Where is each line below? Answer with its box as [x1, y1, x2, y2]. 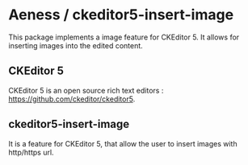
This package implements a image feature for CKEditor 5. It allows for [8, 32, 240, 42]
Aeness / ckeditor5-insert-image [8, 6, 234, 24]
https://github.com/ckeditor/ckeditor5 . [8, 94, 136, 104]
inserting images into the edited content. [8, 40, 143, 50]
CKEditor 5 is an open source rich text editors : [8, 85, 164, 95]
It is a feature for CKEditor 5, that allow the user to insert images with [8, 138, 237, 148]
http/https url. [8, 147, 54, 157]
